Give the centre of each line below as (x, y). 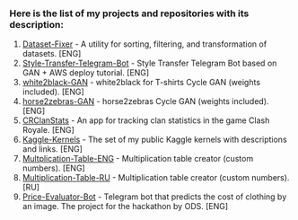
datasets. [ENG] (52, 54)
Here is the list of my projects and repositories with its (129, 13)
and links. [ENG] (53, 149)
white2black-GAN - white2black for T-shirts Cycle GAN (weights (141, 83)
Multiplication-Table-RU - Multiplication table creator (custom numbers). (156, 178)
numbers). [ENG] (53, 168)
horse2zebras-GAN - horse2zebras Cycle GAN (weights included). (145, 101)
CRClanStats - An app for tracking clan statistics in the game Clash (146, 120)
